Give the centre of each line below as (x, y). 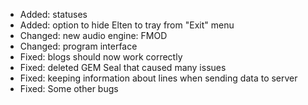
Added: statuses (53, 14)
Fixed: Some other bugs (69, 88)
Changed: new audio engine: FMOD (93, 35)
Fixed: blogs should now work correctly (101, 57)
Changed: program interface (78, 46)
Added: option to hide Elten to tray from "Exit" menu (127, 25)
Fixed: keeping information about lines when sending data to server (158, 78)
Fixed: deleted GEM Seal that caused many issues (123, 67)
